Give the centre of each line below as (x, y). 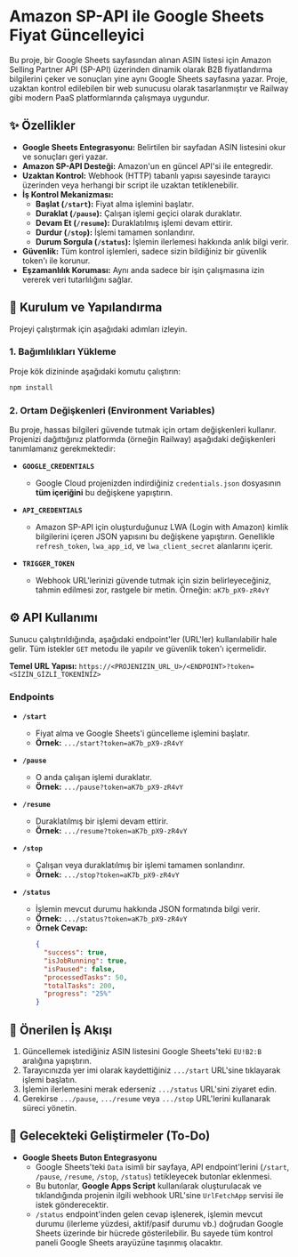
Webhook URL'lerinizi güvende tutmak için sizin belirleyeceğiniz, (153, 581)
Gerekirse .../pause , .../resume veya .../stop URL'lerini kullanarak (146, 1098)
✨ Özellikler (42, 126)
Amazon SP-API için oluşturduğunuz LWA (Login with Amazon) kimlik (162, 528)
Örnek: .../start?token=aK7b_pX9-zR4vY (109, 743)
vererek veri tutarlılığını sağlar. (77, 279)
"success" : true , (76, 953)
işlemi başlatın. (49, 1079)
